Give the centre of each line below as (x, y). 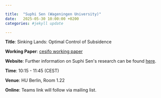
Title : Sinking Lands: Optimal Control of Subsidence (59, 42)
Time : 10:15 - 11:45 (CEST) (32, 71)
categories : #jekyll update (34, 23)
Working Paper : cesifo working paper (44, 51)
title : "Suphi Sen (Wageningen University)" (53, 14)
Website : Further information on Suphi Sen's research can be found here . (81, 61)
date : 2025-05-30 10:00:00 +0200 (42, 19)
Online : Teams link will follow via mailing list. (51, 90)
